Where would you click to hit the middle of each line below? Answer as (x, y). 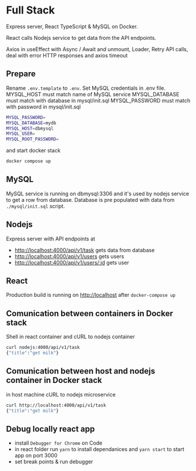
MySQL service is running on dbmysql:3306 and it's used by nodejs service (98, 194)
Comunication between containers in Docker (89, 314)
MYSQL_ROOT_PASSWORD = (33, 139)
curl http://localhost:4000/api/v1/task (56, 405)
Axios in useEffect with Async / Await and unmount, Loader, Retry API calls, (97, 49)
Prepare (21, 74)
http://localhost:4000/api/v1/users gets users (69, 256)
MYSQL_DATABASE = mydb (31, 123)
